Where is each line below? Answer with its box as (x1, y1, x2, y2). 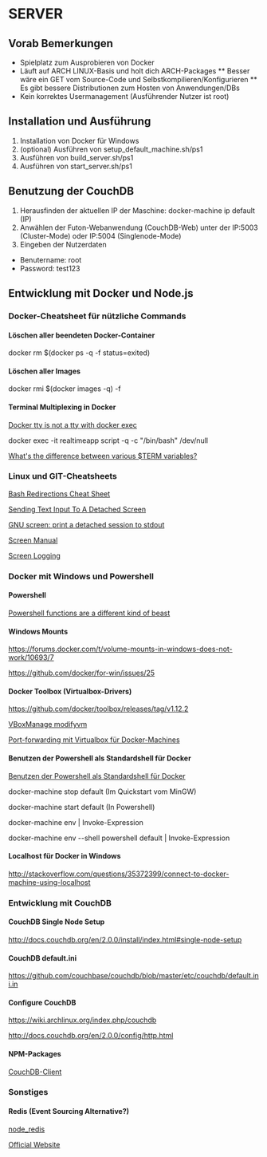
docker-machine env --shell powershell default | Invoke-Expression (8, 833, 230, 843)
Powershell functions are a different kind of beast (8, 608, 171, 618)
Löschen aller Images (8, 366, 81, 376)
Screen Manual (8, 535, 58, 545)
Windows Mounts (8, 626, 69, 636)
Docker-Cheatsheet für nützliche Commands (8, 310, 187, 322)
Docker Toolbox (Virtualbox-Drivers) (8, 686, 132, 696)
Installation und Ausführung (8, 115, 151, 128)
